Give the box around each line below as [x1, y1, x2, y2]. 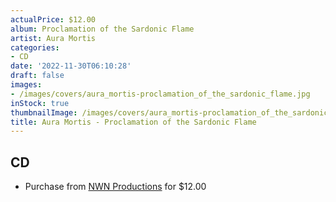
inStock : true [10, 98, 70, 108]
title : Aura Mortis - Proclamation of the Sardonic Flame [10, 117, 257, 127]
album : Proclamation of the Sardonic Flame [10, 24, 195, 34]
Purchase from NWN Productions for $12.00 [24, 181, 207, 193]
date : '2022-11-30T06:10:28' [10, 61, 132, 71]
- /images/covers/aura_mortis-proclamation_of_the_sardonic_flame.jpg [10, 89, 311, 99]
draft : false [10, 71, 65, 81]
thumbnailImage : [10, 107, 78, 118]
